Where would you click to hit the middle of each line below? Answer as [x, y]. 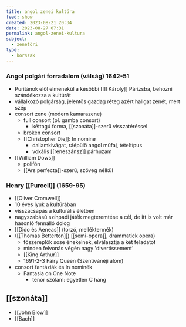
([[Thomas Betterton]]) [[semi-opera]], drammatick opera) [85, 236]
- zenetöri [25, 45]
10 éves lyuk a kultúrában [45, 204]
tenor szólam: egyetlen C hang [69, 280]
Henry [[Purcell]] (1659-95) [46, 185]
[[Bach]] [25, 319]
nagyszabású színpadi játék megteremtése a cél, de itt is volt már [94, 217]
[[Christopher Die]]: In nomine [59, 138]
